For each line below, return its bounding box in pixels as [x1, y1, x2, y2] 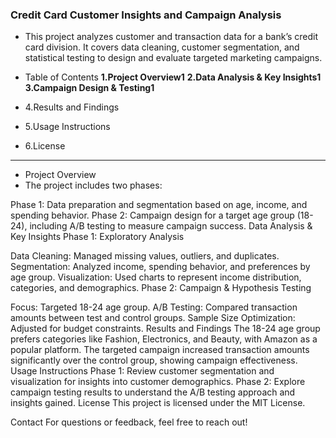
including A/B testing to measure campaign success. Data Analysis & [29, 220, 313, 232]
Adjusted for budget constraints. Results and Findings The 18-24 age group [10, 323, 321, 335]
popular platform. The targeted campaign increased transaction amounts [10, 344, 310, 356]
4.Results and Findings [24, 101, 120, 113]
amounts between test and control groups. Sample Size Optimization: [10, 312, 296, 324]
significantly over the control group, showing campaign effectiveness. [10, 354, 298, 367]
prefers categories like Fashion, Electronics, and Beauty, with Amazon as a [10, 333, 318, 345]
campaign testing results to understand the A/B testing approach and [10, 386, 296, 398]
